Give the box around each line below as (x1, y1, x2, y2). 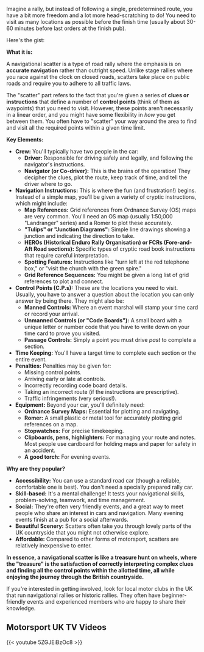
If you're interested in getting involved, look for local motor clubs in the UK (6, 585, 193, 592)
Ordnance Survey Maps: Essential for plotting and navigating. (24, 408, 181, 415)
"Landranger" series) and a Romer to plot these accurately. (24, 220, 172, 226)
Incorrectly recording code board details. (24, 382, 127, 389)
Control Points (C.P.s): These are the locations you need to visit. (15, 284, 178, 291)
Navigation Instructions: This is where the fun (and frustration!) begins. (15, 187, 197, 194)
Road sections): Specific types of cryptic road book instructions (33, 245, 195, 253)
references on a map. (24, 421, 78, 428)
